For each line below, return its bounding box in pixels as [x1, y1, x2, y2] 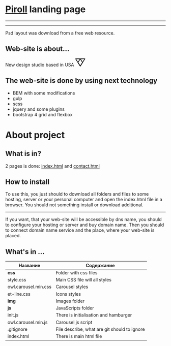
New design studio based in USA [5, 61, 74, 68]
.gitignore [7, 326, 28, 332]
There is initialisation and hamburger [55, 312, 132, 318]
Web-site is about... [5, 45, 70, 53]
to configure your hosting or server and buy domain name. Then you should [5, 222, 164, 228]
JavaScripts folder [55, 305, 94, 311]
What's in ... [5, 247, 45, 256]
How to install [5, 177, 50, 186]
